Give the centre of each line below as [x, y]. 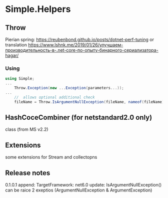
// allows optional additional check [54, 97]
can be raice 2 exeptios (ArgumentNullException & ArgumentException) [79, 190]
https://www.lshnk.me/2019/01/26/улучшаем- [76, 45]
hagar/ [12, 55]
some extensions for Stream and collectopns [51, 157]
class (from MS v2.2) [27, 129]
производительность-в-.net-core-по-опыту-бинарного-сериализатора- [82, 50]
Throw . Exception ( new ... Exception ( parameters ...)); [69, 88]
